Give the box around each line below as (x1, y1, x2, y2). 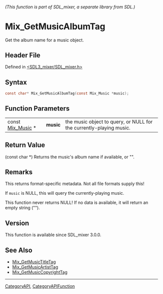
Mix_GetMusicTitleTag (12, 259, 56, 265)
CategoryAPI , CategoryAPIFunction (5, 283, 75, 289)
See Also (5, 246, 33, 254)
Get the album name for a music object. (5, 37, 84, 43)
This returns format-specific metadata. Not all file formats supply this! (5, 181, 145, 187)
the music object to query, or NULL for (65, 118, 153, 125)
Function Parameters (5, 105, 70, 113)
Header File (5, 51, 41, 59)
